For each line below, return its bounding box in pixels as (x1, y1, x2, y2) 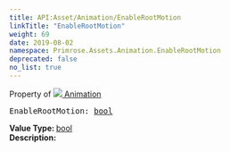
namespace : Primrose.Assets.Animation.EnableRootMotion (9, 46, 221, 55)
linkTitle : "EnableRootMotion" (9, 21, 126, 30)
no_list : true (9, 63, 62, 72)
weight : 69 (9, 30, 50, 38)
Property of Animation (9, 89, 102, 99)
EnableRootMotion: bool (9, 106, 113, 116)
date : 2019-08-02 (9, 38, 74, 47)
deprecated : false (9, 55, 78, 63)
